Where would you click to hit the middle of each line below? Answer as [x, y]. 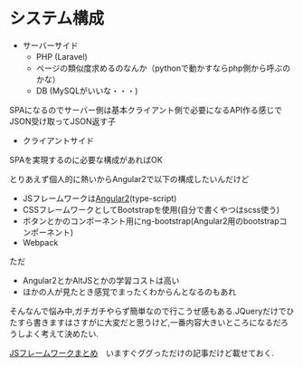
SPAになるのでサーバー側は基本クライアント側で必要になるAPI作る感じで [146, 110]
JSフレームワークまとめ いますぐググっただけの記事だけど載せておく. [142, 353]
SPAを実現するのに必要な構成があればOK [86, 159]
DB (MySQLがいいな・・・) [87, 91]
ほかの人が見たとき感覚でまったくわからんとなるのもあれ [129, 292]
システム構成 [57, 19]
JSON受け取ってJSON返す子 [62, 121]
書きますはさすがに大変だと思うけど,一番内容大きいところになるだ [157, 322]
